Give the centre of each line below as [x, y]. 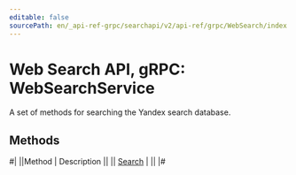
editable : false [39, 17]
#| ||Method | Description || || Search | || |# [87, 162]
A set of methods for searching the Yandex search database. [120, 112]
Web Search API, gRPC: [97, 69]
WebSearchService [82, 88]
